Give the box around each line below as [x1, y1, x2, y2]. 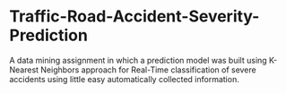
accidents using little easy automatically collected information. [9, 73, 239, 84]
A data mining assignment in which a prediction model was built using [9, 55, 267, 65]
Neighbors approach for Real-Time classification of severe [39, 64, 257, 75]
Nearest [9, 64, 39, 75]
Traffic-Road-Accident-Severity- [9, 6, 260, 27]
